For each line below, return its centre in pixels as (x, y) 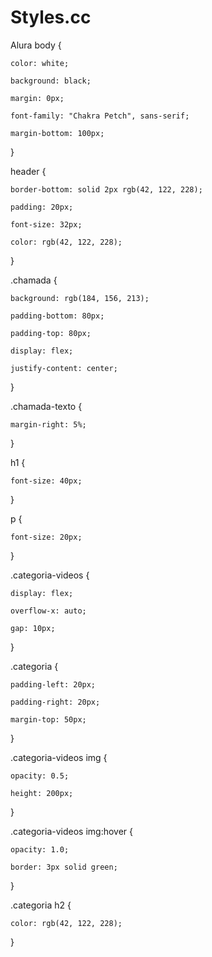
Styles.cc (51, 17)
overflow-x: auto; (48, 611)
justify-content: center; (64, 368)
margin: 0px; (37, 98)
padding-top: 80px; (51, 333)
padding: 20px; (42, 207)
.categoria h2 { (41, 905)
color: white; (40, 63)
